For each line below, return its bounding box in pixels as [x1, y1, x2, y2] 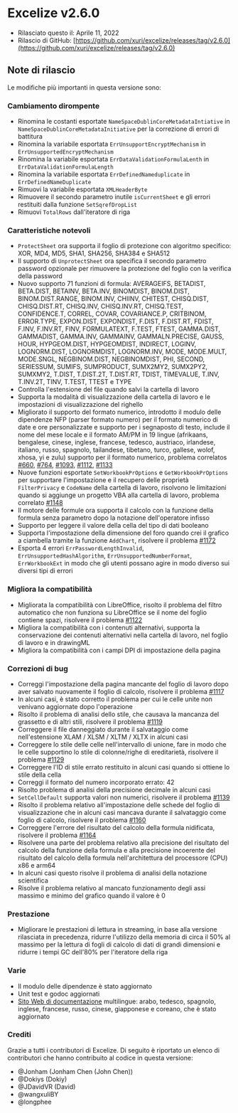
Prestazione [7, 909, 50, 919]
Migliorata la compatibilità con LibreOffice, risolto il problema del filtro [17, 600, 222, 609]
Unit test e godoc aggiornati [17, 989, 100, 998]
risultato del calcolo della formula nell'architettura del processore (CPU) [17, 853, 228, 862]
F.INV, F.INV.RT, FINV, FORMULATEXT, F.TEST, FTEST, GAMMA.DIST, [17, 325, 221, 334]
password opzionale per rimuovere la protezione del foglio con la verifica [17, 265, 232, 273]
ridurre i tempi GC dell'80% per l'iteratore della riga [17, 948, 168, 957]
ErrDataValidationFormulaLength [17, 164, 114, 171]
